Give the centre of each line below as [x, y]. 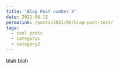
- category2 [26, 44]
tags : [13, 28]
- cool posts [27, 33]
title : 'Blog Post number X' [41, 11]
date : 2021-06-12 [27, 17]
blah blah [17, 61]
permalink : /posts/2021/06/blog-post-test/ [60, 22]
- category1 [26, 39]
